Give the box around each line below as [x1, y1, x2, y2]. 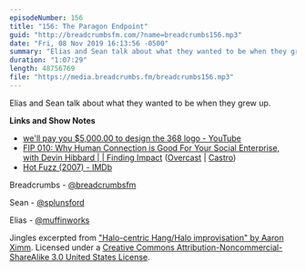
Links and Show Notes [9, 115, 96, 125]
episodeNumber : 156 [9, 13, 84, 23]
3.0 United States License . [51, 251, 150, 262]
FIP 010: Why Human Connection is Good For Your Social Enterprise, [22, 142, 280, 153]
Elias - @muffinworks [9, 215, 90, 226]
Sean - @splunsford [9, 196, 85, 207]
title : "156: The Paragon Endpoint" [9, 22, 148, 31]
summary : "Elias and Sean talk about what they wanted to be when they [9, 47, 287, 56]
